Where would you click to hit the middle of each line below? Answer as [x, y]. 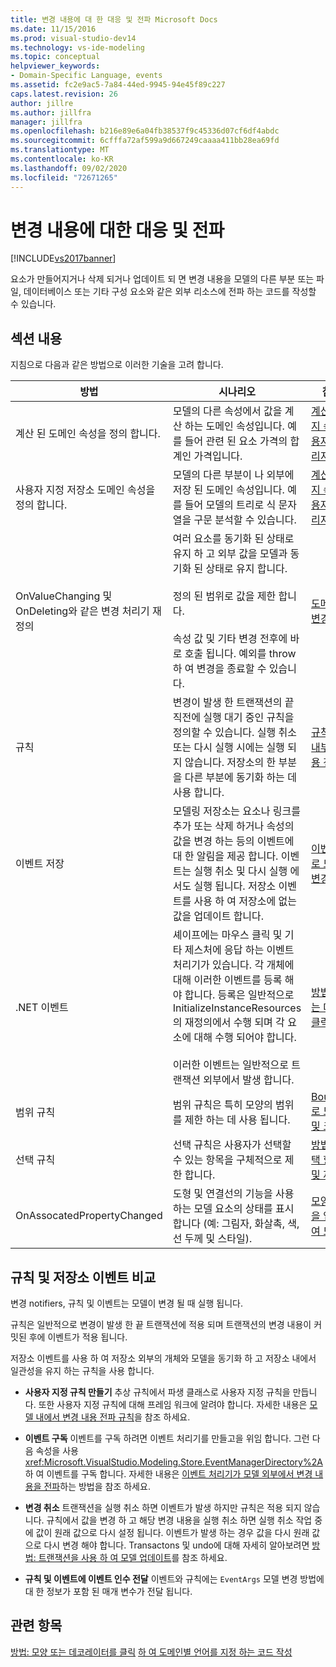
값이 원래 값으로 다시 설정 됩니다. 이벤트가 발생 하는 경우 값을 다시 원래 [172, 1533]
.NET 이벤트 [42, 1008]
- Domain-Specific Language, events [86, 76]
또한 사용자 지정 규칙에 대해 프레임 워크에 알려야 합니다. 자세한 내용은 [173, 1405]
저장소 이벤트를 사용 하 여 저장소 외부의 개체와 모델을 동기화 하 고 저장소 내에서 [163, 1358]
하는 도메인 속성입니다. [234, 426]
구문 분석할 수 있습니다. [245, 520]
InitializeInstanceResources [237, 1008]
